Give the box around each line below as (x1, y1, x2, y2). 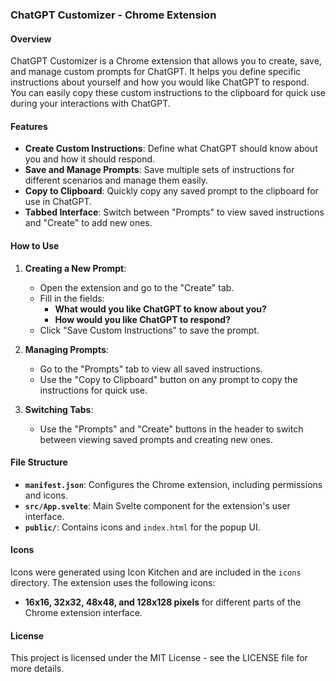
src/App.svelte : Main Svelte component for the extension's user (24, 499, 291, 512)
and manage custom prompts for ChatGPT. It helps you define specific (10, 66, 302, 78)
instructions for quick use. (39, 384, 148, 396)
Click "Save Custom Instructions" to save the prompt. (39, 324, 260, 336)
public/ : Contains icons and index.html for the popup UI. (24, 521, 261, 533)
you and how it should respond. (24, 153, 156, 165)
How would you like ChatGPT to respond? (54, 313, 232, 325)
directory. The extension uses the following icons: (10, 576, 216, 588)
